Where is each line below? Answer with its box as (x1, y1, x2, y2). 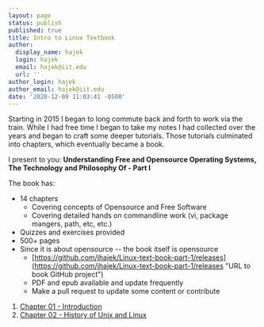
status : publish (8, 19, 62, 27)
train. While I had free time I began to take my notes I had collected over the (8, 123, 256, 132)
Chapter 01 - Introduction (19, 302, 102, 311)
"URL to (225, 261, 251, 271)
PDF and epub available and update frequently (31, 278, 184, 287)
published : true (8, 26, 62, 34)
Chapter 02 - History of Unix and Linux (19, 310, 147, 320)
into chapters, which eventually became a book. (8, 139, 165, 149)
